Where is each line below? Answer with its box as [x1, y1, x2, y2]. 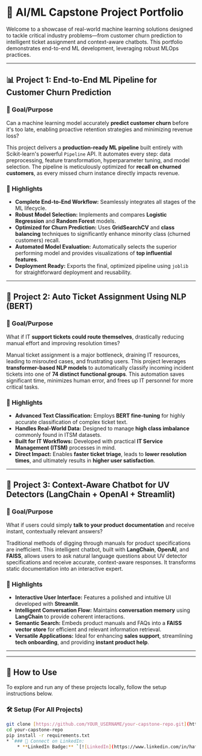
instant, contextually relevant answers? [6, 527, 103, 535]
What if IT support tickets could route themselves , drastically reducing [6, 333, 185, 340]
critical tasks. [6, 383, 40, 390]
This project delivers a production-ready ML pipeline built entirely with [6, 144, 183, 151]
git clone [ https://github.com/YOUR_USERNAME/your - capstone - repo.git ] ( [6, 721, 189, 727]
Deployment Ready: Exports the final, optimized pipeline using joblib [14, 262, 189, 269]
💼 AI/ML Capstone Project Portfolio [6, 5, 184, 19]
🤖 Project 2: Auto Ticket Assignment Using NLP [6, 292, 186, 302]
